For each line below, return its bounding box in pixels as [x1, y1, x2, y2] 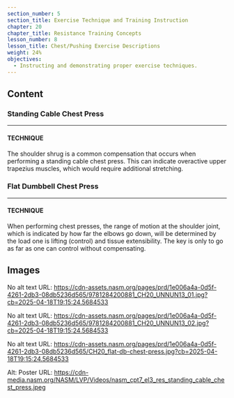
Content [7, 88, 44, 100]
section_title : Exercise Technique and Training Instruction [7, 17, 189, 24]
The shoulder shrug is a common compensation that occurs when [7, 149, 196, 158]
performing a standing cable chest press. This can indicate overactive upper [7, 156, 226, 165]
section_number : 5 [7, 10, 61, 17]
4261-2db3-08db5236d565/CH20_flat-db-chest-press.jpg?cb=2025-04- [7, 347, 218, 355]
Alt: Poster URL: [7, 368, 53, 376]
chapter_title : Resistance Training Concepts [7, 29, 141, 37]
